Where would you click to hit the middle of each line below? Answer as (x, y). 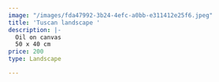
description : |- (35, 30)
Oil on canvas (38, 37)
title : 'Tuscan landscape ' (54, 23)
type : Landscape (35, 59)
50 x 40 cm (33, 45)
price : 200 (26, 52)
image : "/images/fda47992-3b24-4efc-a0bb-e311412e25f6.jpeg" (111, 15)
